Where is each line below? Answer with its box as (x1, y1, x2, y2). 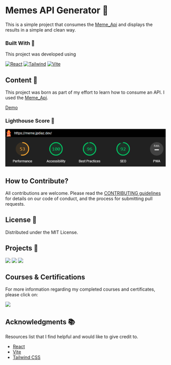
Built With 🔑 (5, 39, 35, 46)
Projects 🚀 (5, 244, 39, 252)
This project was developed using (5, 51, 76, 58)
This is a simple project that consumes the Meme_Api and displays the (5, 21, 153, 27)
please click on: (5, 292, 38, 298)
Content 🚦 (5, 76, 38, 85)
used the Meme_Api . (5, 95, 48, 101)
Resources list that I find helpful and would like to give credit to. (5, 333, 138, 340)
